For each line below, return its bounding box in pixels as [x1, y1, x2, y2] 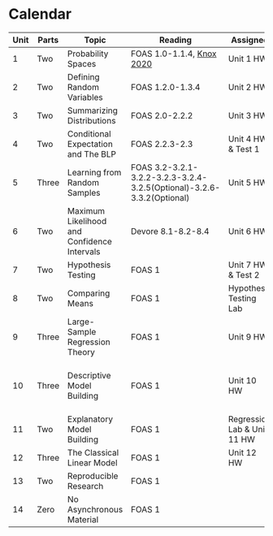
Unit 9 [227, 331, 252, 342]
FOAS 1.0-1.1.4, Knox [130, 48, 217, 59]
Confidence [67, 236, 112, 247]
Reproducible [67, 470, 119, 482]
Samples [67, 187, 101, 198]
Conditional [67, 128, 111, 139]
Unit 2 [227, 81, 252, 93]
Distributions [67, 115, 116, 126]
